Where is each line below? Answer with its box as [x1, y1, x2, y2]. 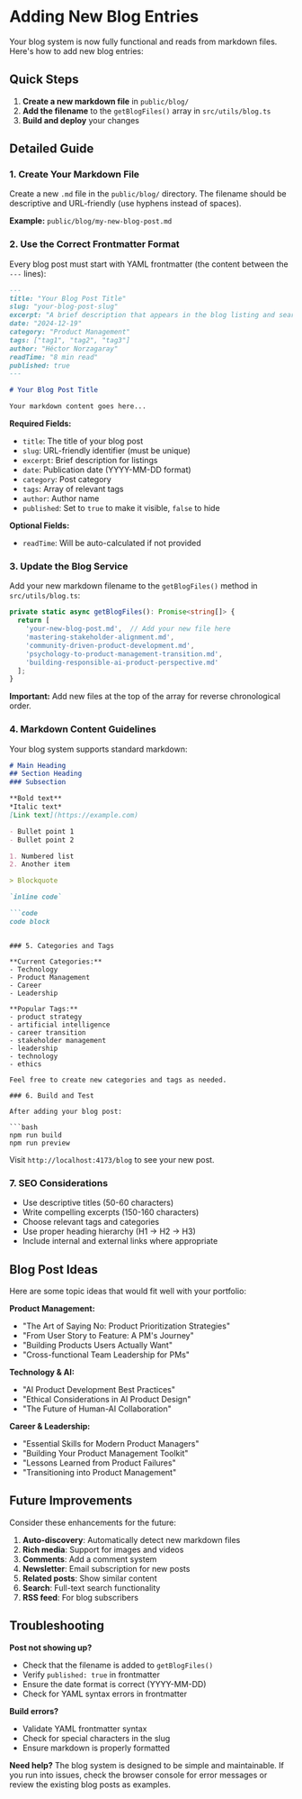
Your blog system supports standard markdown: [9, 744, 188, 754]
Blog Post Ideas [9, 1262, 99, 1277]
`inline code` [9, 892, 63, 902]
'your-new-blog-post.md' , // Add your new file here [25, 625, 231, 634]
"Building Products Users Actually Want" [22, 1339, 173, 1350]
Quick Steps [9, 72, 79, 87]
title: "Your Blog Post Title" [9, 294, 127, 303]
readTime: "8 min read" [9, 352, 99, 361]
